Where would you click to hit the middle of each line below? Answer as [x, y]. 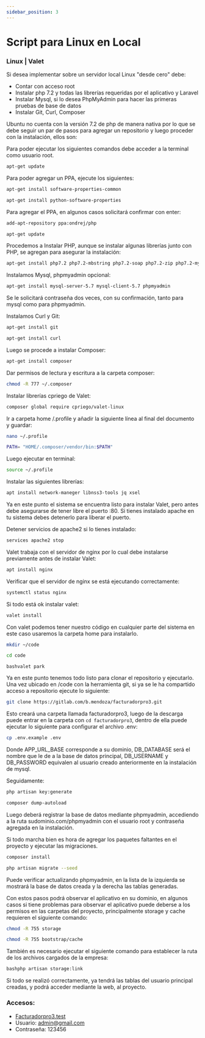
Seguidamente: [25, 781]
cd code [16, 656]
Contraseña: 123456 [41, 1029]
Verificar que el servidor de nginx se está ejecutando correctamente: [93, 581]
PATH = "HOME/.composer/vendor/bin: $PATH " [60, 447]
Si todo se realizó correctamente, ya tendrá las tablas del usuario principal [100, 981]
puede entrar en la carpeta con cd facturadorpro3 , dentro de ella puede [97, 720]
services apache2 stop [35, 540]
